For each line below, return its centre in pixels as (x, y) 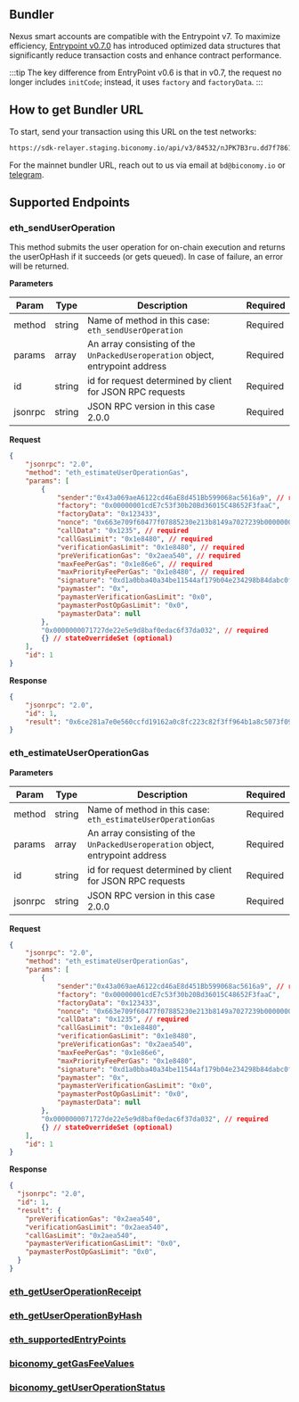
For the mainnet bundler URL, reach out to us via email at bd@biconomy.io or (148, 165)
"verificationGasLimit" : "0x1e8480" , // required (150, 547)
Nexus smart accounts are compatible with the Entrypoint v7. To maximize (145, 36)
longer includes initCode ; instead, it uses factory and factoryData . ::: (136, 82)
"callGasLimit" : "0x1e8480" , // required (135, 539)
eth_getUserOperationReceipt (76, 1291)
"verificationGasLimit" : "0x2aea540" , (97, 1227)
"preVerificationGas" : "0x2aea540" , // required (149, 556)
